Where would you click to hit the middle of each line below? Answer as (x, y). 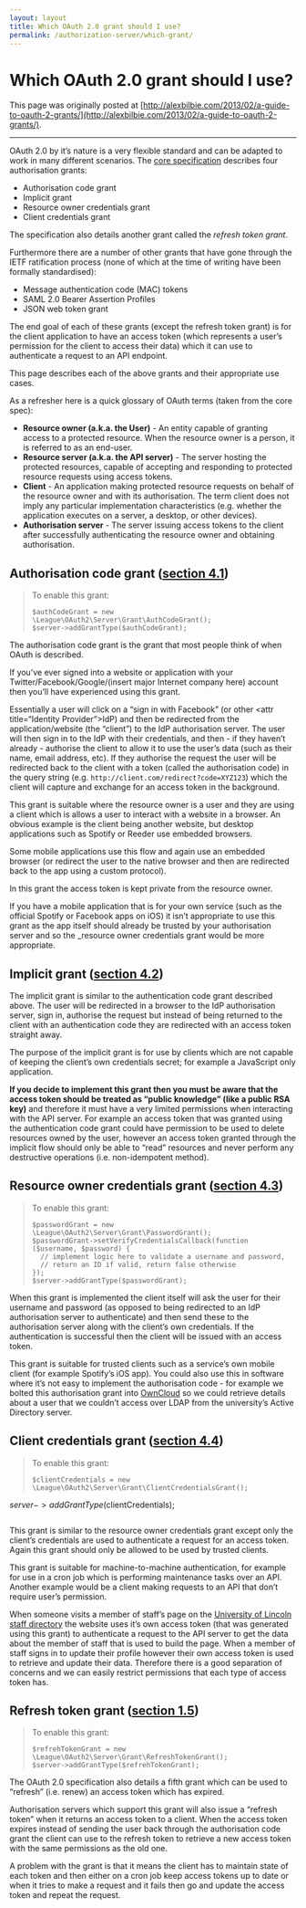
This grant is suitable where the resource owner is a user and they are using (152, 805)
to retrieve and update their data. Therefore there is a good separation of (146, 1662)
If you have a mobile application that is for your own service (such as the (146, 907)
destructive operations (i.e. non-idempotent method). (109, 1157)
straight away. (36, 1034)
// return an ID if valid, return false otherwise (138, 1264)
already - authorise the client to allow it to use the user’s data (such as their (151, 749)
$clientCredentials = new (81, 1480)
